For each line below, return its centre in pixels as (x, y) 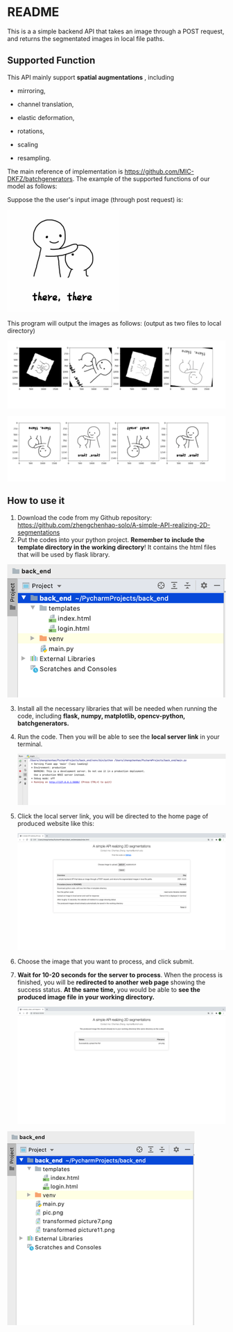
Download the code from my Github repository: (85, 517)
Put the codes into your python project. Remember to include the (111, 539)
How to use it (36, 501)
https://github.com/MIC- (159, 171)
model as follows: (32, 186)
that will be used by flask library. (63, 554)
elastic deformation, (46, 117)
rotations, (31, 131)
